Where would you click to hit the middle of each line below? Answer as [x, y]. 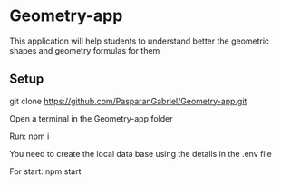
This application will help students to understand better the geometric [140, 41]
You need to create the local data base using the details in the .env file [140, 153]
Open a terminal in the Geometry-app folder [91, 118]
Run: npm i [29, 136]
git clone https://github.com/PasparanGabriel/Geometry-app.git [128, 101]
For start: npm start [45, 171]
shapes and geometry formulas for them [85, 50]
